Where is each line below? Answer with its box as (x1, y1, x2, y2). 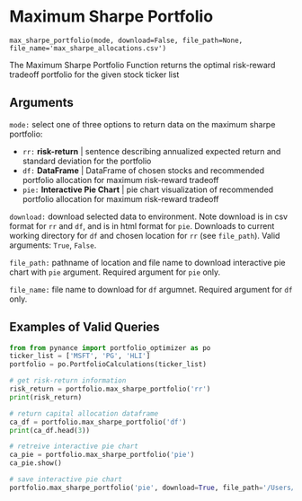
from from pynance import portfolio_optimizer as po (9, 343, 211, 352)
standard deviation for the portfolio (22, 155, 152, 166)
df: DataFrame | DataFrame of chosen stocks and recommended (22, 164, 265, 176)
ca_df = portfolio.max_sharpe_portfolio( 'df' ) (9, 417, 187, 426)
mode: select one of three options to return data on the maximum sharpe (9, 119, 276, 129)
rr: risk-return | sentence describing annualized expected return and (22, 145, 281, 156)
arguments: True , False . (9, 240, 97, 250)
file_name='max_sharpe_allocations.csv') (9, 43, 167, 53)
